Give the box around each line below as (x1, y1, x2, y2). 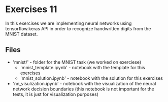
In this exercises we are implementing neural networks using (5, 20, 132, 26)
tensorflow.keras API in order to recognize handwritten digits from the (5, 25, 151, 31)
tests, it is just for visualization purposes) (12, 91, 99, 97)
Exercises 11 (5, 4, 57, 15)
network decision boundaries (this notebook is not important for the (12, 86, 155, 92)
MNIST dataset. (5, 31, 38, 37)
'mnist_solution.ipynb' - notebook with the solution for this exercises (20, 75, 163, 81)
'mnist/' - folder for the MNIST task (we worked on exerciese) (12, 59, 142, 65)
